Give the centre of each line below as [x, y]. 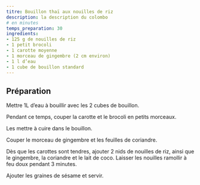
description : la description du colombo [57, 17]
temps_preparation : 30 [34, 28]
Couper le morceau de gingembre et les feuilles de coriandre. [82, 140]
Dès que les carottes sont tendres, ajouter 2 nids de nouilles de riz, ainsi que [100, 152]
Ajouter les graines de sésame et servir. [55, 175]
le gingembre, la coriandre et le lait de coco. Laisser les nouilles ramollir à [96, 158]
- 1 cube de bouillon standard [45, 67]
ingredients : [22, 34]
